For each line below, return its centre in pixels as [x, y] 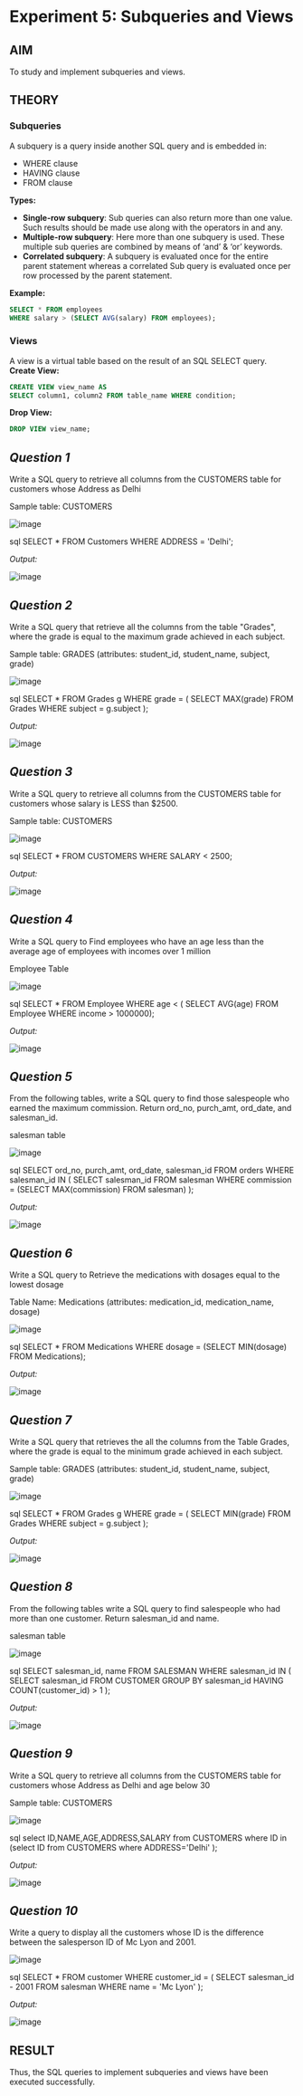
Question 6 [41, 1253]
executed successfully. [52, 2082]
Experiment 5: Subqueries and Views [151, 17]
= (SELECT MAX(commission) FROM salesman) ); [102, 1190]
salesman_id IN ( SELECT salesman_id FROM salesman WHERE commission [151, 1180]
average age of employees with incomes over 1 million [110, 951]
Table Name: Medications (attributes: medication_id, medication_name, [142, 1302]
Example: [28, 292]
